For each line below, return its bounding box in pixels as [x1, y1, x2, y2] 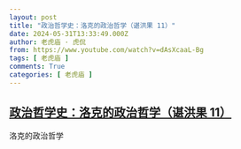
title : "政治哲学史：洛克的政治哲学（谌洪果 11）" [9, 21, 175, 30]
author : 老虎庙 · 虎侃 [9, 37, 87, 47]
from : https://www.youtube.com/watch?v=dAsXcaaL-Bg [9, 46, 204, 55]
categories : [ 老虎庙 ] [9, 71, 93, 79]
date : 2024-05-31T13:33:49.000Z [9, 29, 128, 38]
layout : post [9, 12, 58, 22]
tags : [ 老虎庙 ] [9, 54, 69, 63]
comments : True [9, 63, 66, 71]
